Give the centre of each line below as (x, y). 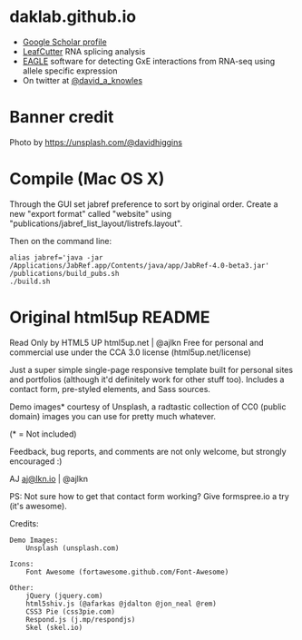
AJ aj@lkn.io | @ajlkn (49, 478)
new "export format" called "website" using (91, 213)
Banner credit (62, 118)
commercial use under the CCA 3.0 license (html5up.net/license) (130, 352)
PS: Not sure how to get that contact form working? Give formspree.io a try (150, 496)
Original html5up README (110, 317)
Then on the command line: (61, 241)
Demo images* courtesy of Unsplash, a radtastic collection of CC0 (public (148, 407)
